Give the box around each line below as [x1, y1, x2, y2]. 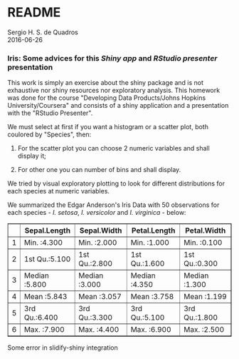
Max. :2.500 [184, 325, 225, 335]
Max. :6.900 [130, 325, 171, 335]
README [7, 4, 61, 21]
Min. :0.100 [184, 238, 223, 248]
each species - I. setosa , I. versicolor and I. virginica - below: [7, 208, 186, 217]
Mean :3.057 [78, 292, 122, 302]
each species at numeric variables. [7, 187, 110, 196]
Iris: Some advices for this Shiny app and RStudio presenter [7, 53, 218, 63]
